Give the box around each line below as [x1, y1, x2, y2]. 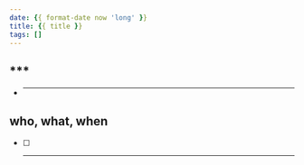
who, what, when [9, 114, 109, 129]
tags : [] [9, 30, 43, 39]
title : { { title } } [9, 22, 83, 31]
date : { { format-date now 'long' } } [9, 13, 147, 23]
